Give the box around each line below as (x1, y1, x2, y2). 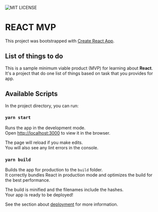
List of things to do (5, 52, 64, 61)
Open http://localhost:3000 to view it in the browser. (5, 130, 111, 136)
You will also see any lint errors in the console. (5, 144, 99, 150)
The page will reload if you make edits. (5, 140, 83, 145)
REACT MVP (5, 22, 56, 33)
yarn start (5, 115, 31, 120)
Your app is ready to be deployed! (5, 192, 73, 198)
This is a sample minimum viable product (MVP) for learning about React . (5, 65, 153, 71)
